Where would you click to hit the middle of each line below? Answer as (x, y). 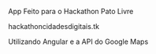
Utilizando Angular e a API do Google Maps (78, 41)
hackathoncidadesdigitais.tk (54, 26)
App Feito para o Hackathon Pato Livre (71, 11)
